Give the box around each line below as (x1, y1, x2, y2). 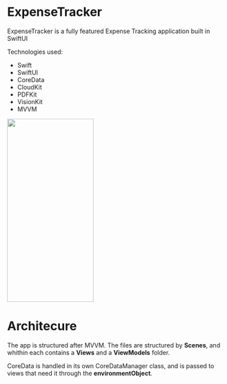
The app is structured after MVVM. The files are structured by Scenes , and (7, 341, 221, 349)
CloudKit (17, 83, 43, 91)
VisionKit (17, 97, 43, 105)
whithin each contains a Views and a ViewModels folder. (7, 348, 170, 356)
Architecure (7, 319, 77, 334)
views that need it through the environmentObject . (7, 369, 153, 377)
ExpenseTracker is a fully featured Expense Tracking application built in (7, 27, 210, 35)
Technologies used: (7, 48, 63, 56)
